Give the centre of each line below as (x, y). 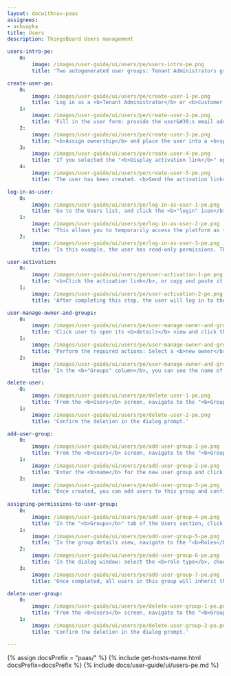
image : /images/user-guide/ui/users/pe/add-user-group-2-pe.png (126, 466)
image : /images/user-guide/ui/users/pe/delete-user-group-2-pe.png (130, 625)
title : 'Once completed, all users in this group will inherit (124, 581)
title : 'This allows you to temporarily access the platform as (126, 230)
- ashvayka (23, 26)
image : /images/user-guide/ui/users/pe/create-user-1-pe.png (121, 96)
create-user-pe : (30, 83)
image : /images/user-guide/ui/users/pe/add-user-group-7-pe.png (126, 575)
